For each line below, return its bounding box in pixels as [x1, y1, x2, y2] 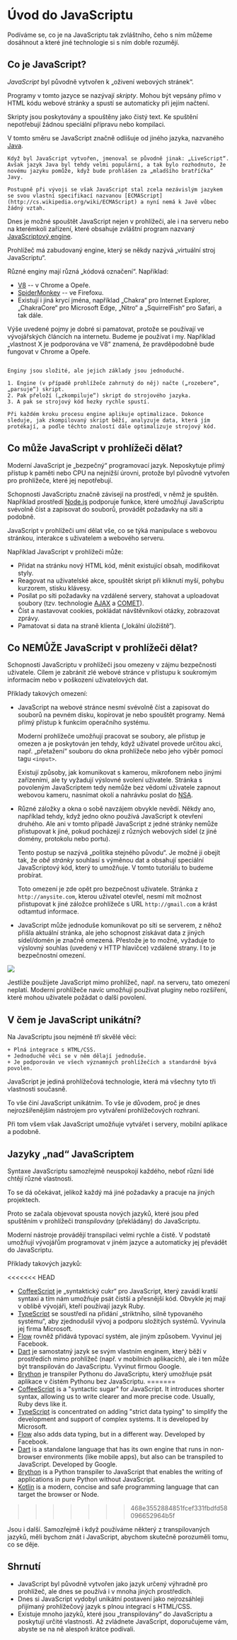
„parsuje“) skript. [7, 386, 65, 393]
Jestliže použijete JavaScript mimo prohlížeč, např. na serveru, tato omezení [7, 978, 230, 987]
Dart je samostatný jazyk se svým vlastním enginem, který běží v [17, 1347, 207, 1355]
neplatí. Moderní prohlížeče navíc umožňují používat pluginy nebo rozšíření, [7, 986, 228, 994]
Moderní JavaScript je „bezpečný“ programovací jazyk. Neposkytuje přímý [7, 461, 225, 469]
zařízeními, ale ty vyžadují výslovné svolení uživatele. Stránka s [17, 776, 203, 785]
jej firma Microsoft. [17, 1325, 73, 1332]
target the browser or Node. [17, 1490, 99, 1498]
